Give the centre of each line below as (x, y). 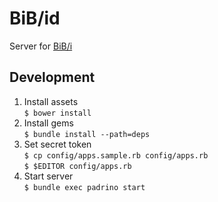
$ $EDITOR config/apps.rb (77, 166)
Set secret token (57, 144)
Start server (48, 176)
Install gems (48, 123)
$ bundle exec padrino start (84, 187)
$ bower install (57, 113)
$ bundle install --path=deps (87, 134)
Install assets (51, 101)
